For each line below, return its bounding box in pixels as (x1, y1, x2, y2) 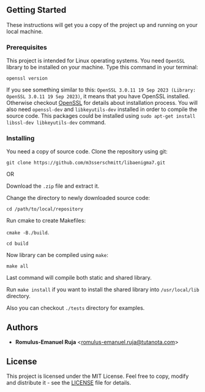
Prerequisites (6, 43, 47, 52)
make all (6, 263, 29, 269)
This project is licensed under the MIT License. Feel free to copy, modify (6, 372, 189, 380)
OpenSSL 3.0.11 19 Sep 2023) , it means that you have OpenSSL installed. (6, 93, 190, 100)
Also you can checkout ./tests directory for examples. (6, 304, 145, 312)
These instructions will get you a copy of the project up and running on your (6, 21, 198, 28)
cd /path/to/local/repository (6, 206, 84, 212)
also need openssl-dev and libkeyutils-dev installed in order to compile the (6, 106, 198, 113)
